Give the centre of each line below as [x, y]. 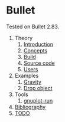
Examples [27, 75]
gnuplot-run [38, 100]
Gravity [32, 82]
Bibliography [30, 107]
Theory [24, 38]
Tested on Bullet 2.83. [33, 27]
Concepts [35, 50]
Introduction [38, 44]
